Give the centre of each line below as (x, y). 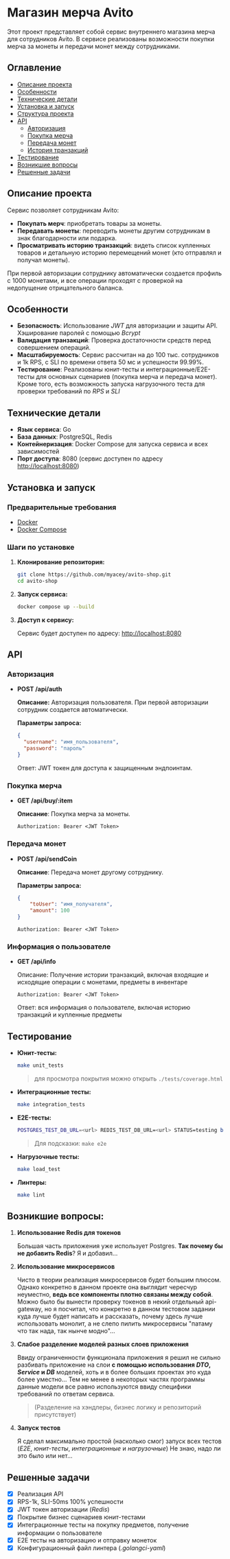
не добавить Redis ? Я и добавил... (67, 1254)
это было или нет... (45, 1456)
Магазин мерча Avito (70, 13)
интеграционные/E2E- (178, 369)
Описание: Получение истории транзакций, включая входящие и (113, 975)
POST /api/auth (39, 689)
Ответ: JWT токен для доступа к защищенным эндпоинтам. (105, 767)
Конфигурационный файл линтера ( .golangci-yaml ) (91, 1548)
